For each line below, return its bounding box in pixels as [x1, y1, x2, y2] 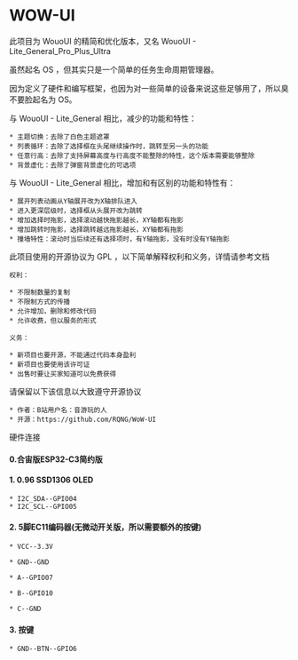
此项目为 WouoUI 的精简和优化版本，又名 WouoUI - [9, 36, 197, 46]
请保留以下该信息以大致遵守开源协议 [9, 386, 142, 396]
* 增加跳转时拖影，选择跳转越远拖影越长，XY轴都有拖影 [9, 225, 184, 234]
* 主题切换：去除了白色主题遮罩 [9, 132, 110, 141]
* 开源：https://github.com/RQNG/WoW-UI [9, 415, 157, 424]
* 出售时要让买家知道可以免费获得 [9, 370, 117, 378]
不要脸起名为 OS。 [9, 94, 77, 105]
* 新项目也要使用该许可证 [9, 360, 90, 369]
